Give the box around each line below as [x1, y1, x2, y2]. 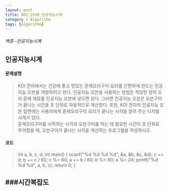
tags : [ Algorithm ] [5, 21, 44, 27]
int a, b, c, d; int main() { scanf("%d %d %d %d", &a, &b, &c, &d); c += [17, 151, 164, 157]
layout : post [5, 7, 33, 13]
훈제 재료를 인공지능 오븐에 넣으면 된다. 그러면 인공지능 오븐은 [23, 95, 145, 102]
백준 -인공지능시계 [5, 38, 41, 44]
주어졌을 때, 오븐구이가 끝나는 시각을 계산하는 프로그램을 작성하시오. [17, 127, 152, 133]
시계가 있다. [17, 114, 41, 120]
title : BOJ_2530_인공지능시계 [5, 12, 63, 17]
